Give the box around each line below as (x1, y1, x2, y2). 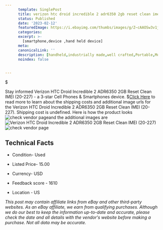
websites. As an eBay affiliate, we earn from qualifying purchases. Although (5, 204, 158, 210)
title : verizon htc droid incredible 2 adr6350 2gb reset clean (17, 12, 151, 17)
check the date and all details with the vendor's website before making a (5, 214, 151, 220)
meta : (17, 43, 29, 48)
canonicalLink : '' (17, 48, 55, 53)
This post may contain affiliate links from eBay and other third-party (5, 199, 142, 205)
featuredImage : (17, 25, 49, 30)
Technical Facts (5, 139, 54, 147)
